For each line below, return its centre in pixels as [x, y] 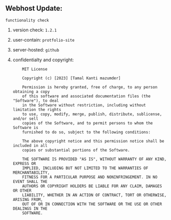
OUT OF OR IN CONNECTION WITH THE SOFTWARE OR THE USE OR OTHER [92, 204]
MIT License [35, 69]
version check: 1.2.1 [35, 30]
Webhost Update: [34, 8]
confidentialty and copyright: [43, 60]
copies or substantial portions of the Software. [76, 150]
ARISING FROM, [28, 199]
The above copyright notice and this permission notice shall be [93, 141]
